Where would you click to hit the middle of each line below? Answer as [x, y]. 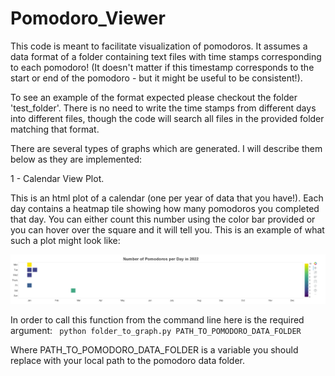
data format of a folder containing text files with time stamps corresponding [166, 56]
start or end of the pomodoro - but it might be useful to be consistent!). [156, 78]
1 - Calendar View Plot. [57, 178]
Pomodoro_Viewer [88, 18]
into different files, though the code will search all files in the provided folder [167, 118]
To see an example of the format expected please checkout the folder [154, 97]
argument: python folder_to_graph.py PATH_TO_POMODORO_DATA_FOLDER [156, 330]
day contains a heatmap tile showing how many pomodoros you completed [165, 208]
